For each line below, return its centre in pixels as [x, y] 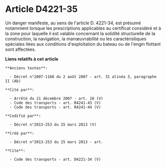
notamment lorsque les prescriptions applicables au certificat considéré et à [83, 28]
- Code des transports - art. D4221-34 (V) [55, 159]
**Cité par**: [20, 90]
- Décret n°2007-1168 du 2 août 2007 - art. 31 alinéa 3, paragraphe [83, 77]
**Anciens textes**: [27, 68]
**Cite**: [15, 151]
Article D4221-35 [41, 9]
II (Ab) [13, 81]
